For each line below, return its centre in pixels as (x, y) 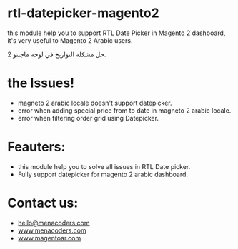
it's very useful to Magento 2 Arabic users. (70, 40)
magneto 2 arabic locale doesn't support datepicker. (95, 103)
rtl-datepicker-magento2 (83, 13)
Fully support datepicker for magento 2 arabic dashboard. (103, 174)
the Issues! (41, 83)
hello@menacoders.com (54, 223)
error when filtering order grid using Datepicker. (88, 118)
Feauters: (36, 147)
